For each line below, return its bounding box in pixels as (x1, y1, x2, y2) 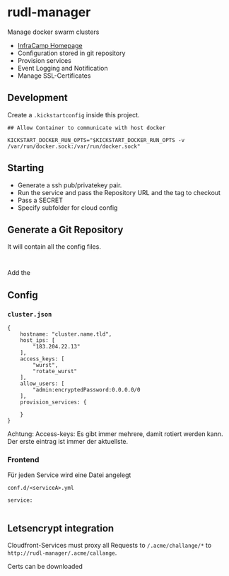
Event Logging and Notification (17, 64, 108, 72)
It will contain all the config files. (7, 242, 101, 251)
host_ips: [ (20, 337, 55, 344)
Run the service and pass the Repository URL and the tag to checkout (17, 188, 221, 196)
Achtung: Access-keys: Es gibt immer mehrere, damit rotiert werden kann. (7, 430, 223, 438)
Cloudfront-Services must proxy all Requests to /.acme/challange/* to (7, 541, 212, 550)
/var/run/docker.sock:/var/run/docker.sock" (7, 143, 141, 150)
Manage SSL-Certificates (17, 71, 91, 80)
